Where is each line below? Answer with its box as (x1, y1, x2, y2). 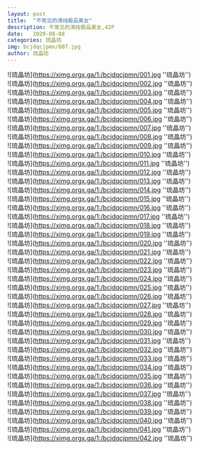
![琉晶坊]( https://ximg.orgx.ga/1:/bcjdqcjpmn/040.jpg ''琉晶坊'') (7, 416, 193, 424)
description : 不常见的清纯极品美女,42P (7, 23, 115, 31)
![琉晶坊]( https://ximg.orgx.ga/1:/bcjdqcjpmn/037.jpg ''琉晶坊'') (7, 389, 192, 398)
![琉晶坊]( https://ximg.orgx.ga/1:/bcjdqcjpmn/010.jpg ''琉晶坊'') (7, 150, 191, 158)
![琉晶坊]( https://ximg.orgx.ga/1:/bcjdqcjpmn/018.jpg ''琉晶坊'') (7, 221, 191, 229)
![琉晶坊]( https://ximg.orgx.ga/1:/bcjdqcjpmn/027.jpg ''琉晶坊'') (7, 301, 192, 309)
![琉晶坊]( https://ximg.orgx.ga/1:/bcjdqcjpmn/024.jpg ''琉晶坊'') (7, 274, 193, 282)
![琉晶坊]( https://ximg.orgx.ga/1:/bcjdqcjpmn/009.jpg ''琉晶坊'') (7, 141, 193, 150)
